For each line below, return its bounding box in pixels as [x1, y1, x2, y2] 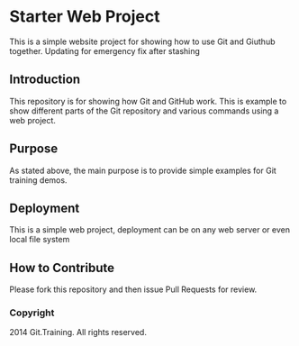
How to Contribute [9, 259, 115, 276]
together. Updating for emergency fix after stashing [9, 45, 201, 56]
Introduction [9, 72, 81, 87]
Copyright [9, 306, 55, 319]
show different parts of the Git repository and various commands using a [9, 105, 279, 116]
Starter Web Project [9, 6, 160, 27]
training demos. [9, 174, 68, 186]
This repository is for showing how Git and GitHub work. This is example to [9, 96, 287, 106]
